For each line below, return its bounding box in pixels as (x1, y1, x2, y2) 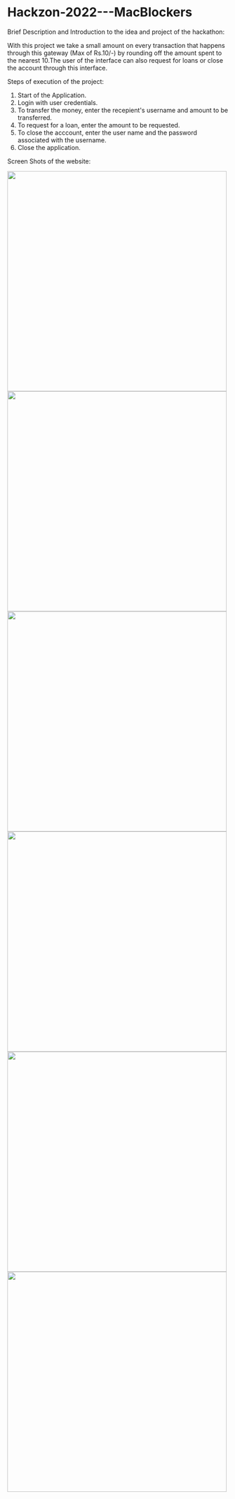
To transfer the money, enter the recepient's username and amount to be (17, 106, 229, 114)
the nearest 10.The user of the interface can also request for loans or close (7, 56, 223, 64)
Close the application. (17, 143, 81, 151)
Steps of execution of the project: (7, 77, 104, 85)
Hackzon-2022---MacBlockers (7, 4, 193, 20)
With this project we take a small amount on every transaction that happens (7, 41, 226, 49)
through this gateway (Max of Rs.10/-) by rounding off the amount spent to (7, 49, 222, 57)
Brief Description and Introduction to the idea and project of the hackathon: (7, 27, 225, 36)
